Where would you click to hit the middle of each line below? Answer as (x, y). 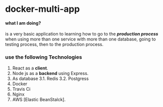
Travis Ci (21, 89)
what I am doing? (23, 23)
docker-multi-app (43, 9)
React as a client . (30, 68)
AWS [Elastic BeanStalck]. (39, 99)
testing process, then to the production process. (54, 44)
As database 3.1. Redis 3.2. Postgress (51, 78)
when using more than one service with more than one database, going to (81, 39)
